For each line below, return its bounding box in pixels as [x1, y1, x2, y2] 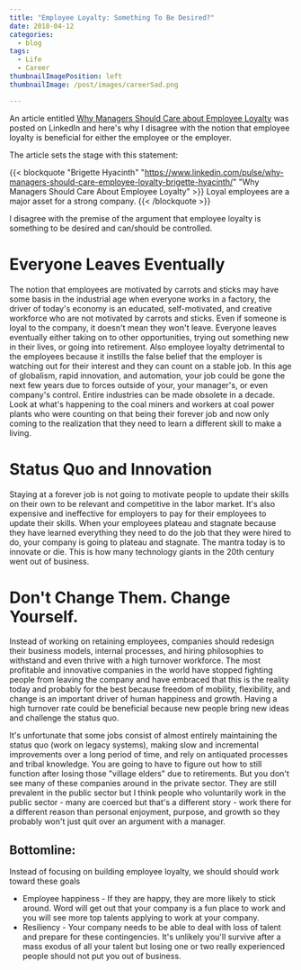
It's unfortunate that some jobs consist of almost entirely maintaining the [9, 730, 278, 741]
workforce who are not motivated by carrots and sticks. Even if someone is [9, 313, 288, 323]
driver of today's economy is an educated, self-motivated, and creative [9, 303, 272, 313]
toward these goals [9, 875, 81, 887]
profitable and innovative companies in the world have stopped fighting [9, 665, 274, 675]
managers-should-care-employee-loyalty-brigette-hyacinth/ [9, 177, 234, 187]
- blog [17, 38, 42, 48]
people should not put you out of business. [22, 951, 181, 962]
